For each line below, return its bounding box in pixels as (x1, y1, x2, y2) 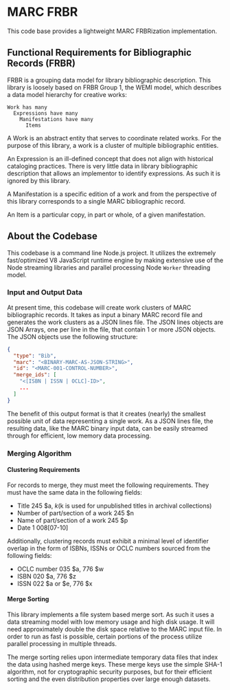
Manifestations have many (19, 116, 94, 122)
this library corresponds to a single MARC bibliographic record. (7, 197, 185, 205)
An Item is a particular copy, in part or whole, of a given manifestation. (7, 211, 206, 219)
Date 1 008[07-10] (16, 524, 69, 532)
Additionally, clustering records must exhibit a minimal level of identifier (7, 537, 209, 545)
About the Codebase (7, 230, 97, 242)
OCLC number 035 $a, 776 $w (16, 565, 104, 573)
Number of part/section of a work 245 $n (16, 508, 135, 517)
